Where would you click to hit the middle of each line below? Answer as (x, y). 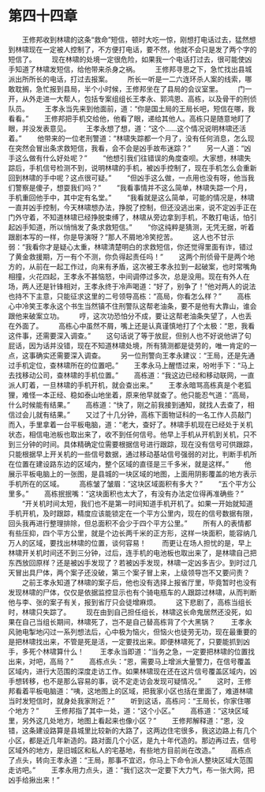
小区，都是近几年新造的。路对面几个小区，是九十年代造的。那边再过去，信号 (132, 740)
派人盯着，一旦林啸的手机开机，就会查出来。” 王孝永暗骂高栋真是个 (123, 385)
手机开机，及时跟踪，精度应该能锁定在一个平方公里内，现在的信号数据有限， (132, 513)
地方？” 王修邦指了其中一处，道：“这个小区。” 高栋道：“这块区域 (132, 711)
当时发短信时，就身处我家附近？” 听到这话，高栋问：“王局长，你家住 (126, 700)
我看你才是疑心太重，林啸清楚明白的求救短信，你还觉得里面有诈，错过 (139, 246)
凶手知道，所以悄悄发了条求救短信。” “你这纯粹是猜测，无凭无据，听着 (134, 227)
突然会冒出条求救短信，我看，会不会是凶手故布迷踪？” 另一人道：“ (129, 148)
